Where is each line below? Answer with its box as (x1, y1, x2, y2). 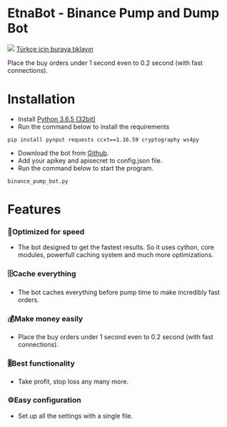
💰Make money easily (7, 313, 84, 323)
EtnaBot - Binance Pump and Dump (7, 5, 220, 21)
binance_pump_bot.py (7, 177, 69, 185)
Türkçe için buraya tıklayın (16, 44, 94, 53)
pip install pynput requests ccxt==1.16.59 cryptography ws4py (7, 136, 200, 144)
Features (7, 201, 61, 218)
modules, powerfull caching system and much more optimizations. (17, 251, 214, 259)
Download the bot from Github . (17, 149, 109, 157)
